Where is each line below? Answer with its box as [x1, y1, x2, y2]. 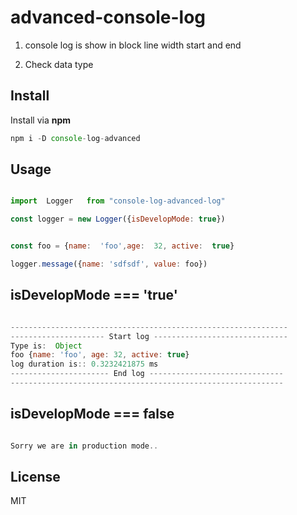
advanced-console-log [10, 6, 207, 29]
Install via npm [10, 114, 72, 126]
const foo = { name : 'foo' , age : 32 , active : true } [10, 241, 235, 251]
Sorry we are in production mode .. [10, 441, 159, 451]
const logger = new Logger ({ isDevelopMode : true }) [10, 214, 226, 225]
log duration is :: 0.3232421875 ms [10, 359, 159, 370]
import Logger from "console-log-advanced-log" [10, 196, 226, 206]
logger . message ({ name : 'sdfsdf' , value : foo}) [10, 259, 208, 270]
